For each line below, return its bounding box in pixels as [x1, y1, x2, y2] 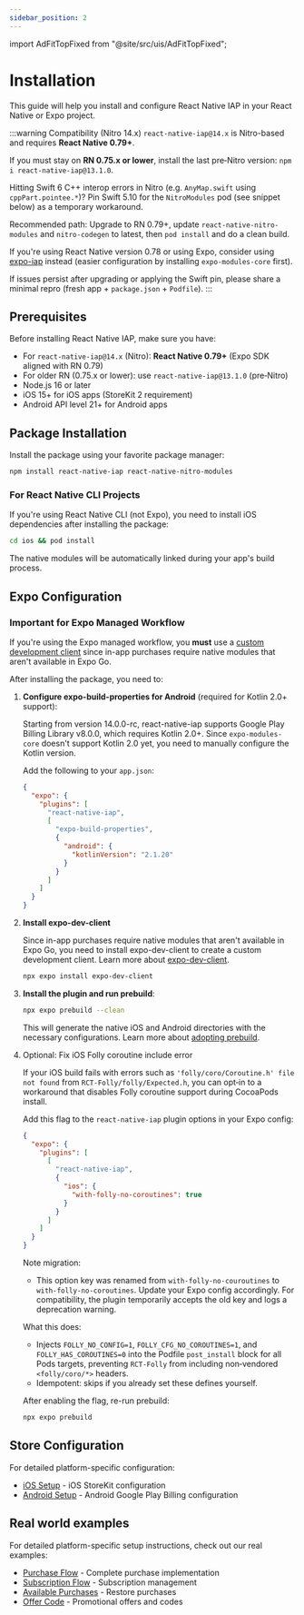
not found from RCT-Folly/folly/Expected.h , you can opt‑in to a [22, 1076, 262, 1087]
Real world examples [9, 1516, 130, 1531]
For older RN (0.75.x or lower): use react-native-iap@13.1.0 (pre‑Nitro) [22, 370, 289, 381]
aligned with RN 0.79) [22, 361, 103, 372]
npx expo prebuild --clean [22, 1006, 125, 1015]
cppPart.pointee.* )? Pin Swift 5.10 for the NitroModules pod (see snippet [9, 192, 281, 203]
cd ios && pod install [9, 537, 95, 546]
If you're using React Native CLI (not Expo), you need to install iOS [9, 510, 257, 520]
